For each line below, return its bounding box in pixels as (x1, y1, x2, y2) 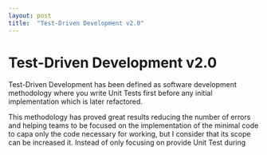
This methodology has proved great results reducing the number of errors (8, 113, 251, 122)
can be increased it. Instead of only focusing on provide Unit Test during (8, 137, 246, 148)
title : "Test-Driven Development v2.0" (8, 19, 145, 27)
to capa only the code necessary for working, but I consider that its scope (8, 129, 251, 139)
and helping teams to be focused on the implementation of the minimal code (8, 121, 259, 130)
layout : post (8, 11, 52, 20)
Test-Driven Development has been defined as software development (8, 80, 238, 89)
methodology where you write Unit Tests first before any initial (8, 89, 213, 98)
